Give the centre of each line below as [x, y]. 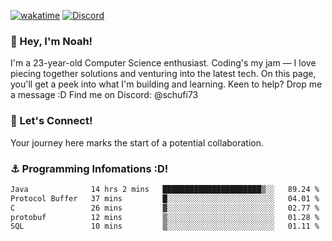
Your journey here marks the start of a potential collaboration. [137, 142]
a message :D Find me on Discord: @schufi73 [104, 95]
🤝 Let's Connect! [51, 121]
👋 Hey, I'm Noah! [51, 41]
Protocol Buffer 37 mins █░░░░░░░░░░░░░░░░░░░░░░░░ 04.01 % [165, 198]
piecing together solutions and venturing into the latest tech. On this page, [163, 74]
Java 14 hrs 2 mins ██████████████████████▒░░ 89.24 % [165, 189]
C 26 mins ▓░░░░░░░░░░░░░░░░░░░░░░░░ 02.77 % [165, 208]
